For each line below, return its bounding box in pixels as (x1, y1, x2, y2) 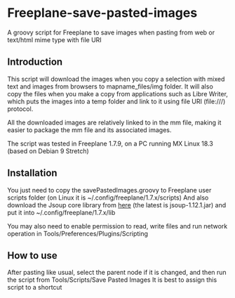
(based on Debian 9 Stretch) (7, 146, 89, 155)
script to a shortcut (7, 283, 62, 292)
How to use (7, 250, 58, 261)
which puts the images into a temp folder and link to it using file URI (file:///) (7, 97, 226, 105)
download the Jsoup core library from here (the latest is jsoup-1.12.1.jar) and (7, 200, 227, 209)
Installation (7, 167, 58, 179)
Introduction (7, 56, 63, 68)
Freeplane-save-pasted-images (7, 5, 198, 21)
